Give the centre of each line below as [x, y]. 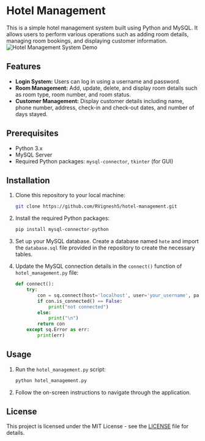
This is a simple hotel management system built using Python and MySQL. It [102, 28]
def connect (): [35, 284]
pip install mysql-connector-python [62, 230]
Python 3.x [29, 148]
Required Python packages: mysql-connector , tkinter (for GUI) [94, 161]
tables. [24, 254]
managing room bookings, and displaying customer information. [87, 41]
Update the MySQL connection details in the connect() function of [99, 266]
